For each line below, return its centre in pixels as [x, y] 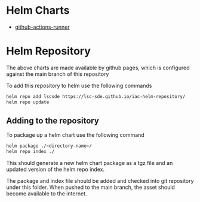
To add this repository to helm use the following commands [79, 85]
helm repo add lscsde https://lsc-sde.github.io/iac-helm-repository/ [96, 96]
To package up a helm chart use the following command [75, 135]
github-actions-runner [42, 27]
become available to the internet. [47, 194]
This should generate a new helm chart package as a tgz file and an [90, 163]
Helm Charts [38, 10]
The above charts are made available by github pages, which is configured [98, 68]
